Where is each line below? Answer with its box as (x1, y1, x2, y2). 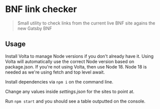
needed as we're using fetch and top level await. (5, 69, 105, 75)
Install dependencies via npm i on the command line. (5, 78, 113, 84)
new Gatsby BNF (17, 25, 52, 31)
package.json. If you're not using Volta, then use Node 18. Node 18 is (5, 63, 147, 69)
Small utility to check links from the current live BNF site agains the (17, 20, 155, 26)
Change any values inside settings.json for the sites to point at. (5, 88, 135, 94)
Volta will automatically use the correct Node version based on (5, 58, 134, 64)
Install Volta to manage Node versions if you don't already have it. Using (5, 53, 154, 59)
